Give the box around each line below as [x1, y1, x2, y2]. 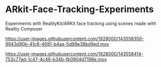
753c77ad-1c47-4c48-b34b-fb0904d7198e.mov [5, 56, 107, 62]
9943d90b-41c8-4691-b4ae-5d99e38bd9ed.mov [5, 41, 109, 47]
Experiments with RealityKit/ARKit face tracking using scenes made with [5, 20, 156, 26]
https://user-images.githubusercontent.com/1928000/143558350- [5, 36, 144, 42]
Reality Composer [5, 25, 43, 31]
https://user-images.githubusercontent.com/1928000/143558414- [5, 51, 144, 57]
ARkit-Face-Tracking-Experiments [5, 4, 154, 15]
